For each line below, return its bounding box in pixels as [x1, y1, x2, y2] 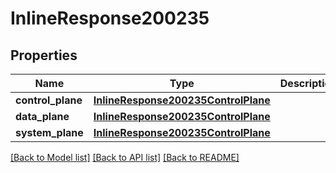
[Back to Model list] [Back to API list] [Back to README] [10, 152, 240, 163]
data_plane [15, 110, 70, 123]
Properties [10, 47, 78, 64]
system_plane [15, 126, 84, 139]
